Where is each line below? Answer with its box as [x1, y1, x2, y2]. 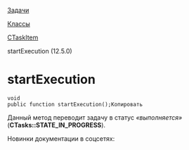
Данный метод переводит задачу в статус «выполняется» [7, 113, 183, 122]
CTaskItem [7, 33, 39, 42]
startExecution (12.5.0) [7, 47, 72, 55]
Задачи [7, 6, 30, 14]
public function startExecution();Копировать [7, 101, 143, 108]
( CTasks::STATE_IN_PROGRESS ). [7, 120, 106, 129]
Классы [7, 20, 30, 27]
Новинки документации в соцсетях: [7, 134, 115, 143]
